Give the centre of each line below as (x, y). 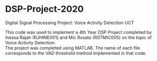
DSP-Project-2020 (44, 9)
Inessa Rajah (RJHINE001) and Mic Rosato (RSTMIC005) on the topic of (78, 37)
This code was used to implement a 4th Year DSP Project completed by (78, 32)
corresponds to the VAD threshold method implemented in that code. (76, 53)
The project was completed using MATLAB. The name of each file (73, 48)
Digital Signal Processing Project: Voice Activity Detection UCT (70, 23)
